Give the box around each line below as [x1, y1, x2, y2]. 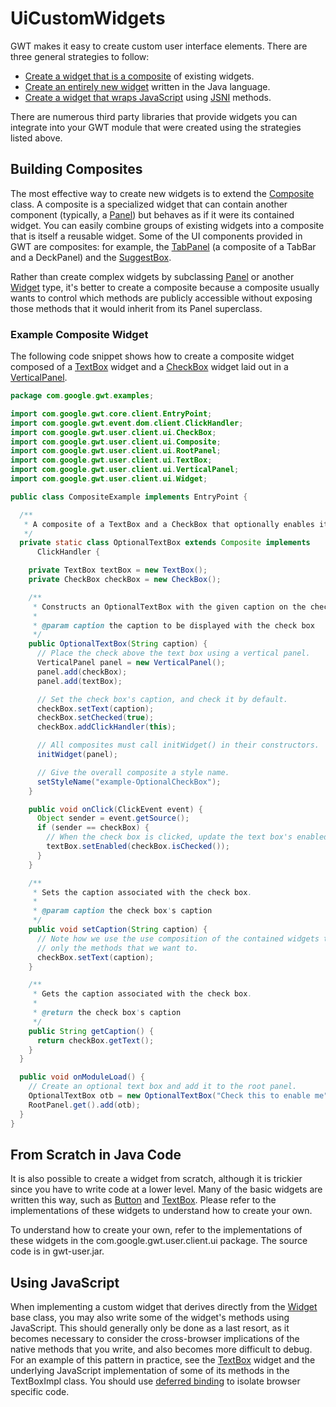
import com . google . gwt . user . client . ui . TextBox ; [10, 455, 213, 466]
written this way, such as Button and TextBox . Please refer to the [10, 1194, 277, 1206]
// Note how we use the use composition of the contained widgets [36, 933, 320, 944]
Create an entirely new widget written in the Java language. [24, 80, 271, 92]
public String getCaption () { [28, 1026, 155, 1036]
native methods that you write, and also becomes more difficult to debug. [10, 1343, 313, 1356]
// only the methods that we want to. [36, 943, 199, 953]
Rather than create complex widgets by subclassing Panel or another [10, 270, 295, 282]
